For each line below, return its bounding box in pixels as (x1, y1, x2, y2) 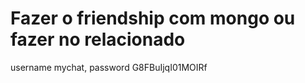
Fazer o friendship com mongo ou (10, 7, 296, 30)
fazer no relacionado (10, 28, 186, 51)
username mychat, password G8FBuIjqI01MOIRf (10, 61, 208, 73)
